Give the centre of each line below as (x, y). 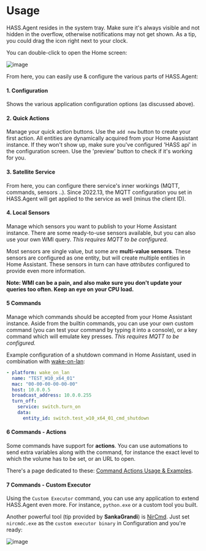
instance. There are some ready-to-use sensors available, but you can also (101, 233)
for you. (16, 158)
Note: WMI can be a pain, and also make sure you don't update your (94, 282)
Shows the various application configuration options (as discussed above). (101, 104)
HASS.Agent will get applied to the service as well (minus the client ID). (96, 198)
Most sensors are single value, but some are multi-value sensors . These (99, 251)
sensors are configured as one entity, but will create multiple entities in (96, 258)
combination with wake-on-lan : (46, 361)
